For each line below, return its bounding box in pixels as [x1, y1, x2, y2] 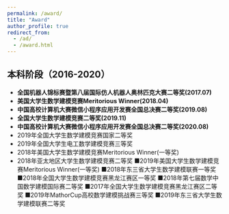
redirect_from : [7, 29, 51, 36]
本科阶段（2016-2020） [7, 69, 111, 81]
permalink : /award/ [7, 10, 63, 17]
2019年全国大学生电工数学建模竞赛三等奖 [16, 139, 133, 148]
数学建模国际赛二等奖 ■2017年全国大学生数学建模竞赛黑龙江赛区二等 [23, 182, 217, 190]
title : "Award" [7, 16, 51, 23]
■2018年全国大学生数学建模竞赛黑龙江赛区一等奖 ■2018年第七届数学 [16, 174, 213, 182]
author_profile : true [7, 23, 69, 29]
